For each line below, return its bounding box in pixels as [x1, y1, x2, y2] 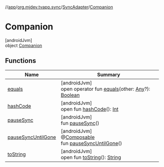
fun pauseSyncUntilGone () [61, 140, 123, 146]
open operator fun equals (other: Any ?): [61, 85, 150, 92]
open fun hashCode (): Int [61, 105, 119, 112]
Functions [5, 57, 37, 65]
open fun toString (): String [61, 154, 121, 161]
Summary [97, 71, 121, 78]
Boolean [61, 91, 80, 98]
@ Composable [61, 134, 95, 141]
